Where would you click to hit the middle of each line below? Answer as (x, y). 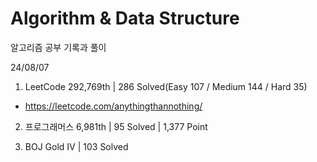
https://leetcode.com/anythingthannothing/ (113, 106)
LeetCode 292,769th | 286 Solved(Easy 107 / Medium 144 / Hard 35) (166, 86)
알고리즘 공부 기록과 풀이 (58, 47)
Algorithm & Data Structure (125, 18)
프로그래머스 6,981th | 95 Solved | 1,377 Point (116, 126)
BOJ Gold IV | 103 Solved (76, 146)
